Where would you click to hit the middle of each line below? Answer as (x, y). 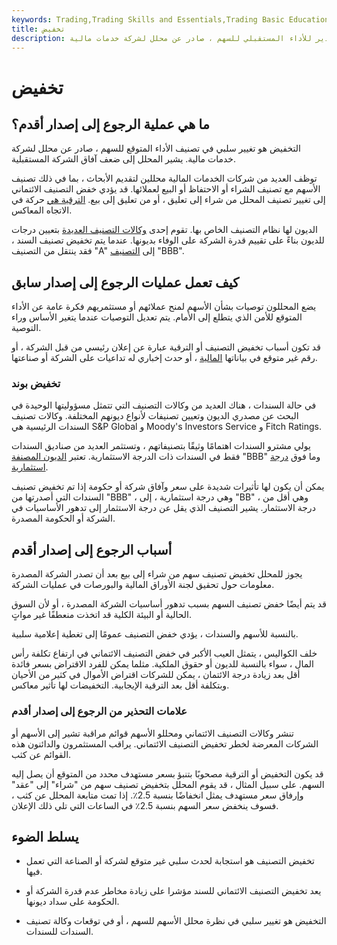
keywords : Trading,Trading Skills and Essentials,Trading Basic (148, 19)
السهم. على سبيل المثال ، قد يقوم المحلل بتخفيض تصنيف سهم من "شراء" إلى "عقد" (168, 784)
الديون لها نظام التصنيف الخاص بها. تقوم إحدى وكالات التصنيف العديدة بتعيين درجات (164, 230)
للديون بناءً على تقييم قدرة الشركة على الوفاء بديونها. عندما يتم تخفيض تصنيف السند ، (168, 240)
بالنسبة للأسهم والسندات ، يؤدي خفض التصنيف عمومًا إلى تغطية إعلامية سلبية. (155, 634)
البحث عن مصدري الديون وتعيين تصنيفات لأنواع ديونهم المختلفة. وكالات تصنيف (155, 416)
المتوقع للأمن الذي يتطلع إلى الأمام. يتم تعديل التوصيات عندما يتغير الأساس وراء (157, 317)
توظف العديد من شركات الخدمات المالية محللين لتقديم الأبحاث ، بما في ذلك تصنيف (164, 178)
